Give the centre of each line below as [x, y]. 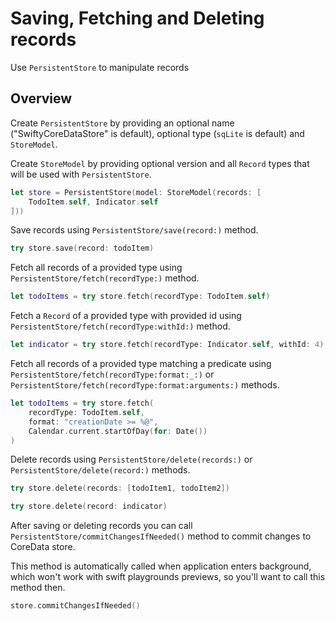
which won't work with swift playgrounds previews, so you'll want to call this [168, 577]
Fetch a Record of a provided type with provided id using [126, 316]
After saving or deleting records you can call [101, 526]
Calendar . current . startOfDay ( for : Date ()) [118, 431]
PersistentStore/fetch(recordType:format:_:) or [112, 374]
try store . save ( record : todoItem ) [82, 248]
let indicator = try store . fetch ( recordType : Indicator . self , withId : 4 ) [167, 345]
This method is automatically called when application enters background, [161, 566]
